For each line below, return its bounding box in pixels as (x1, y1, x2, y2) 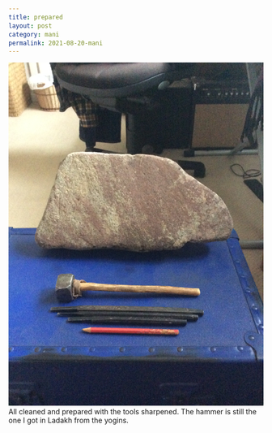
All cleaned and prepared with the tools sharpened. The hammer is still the (8, 406, 257, 416)
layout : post (8, 21, 53, 30)
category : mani (8, 30, 60, 38)
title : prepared (8, 13, 63, 21)
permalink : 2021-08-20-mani (8, 39, 104, 47)
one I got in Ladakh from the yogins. (8, 415, 130, 425)
